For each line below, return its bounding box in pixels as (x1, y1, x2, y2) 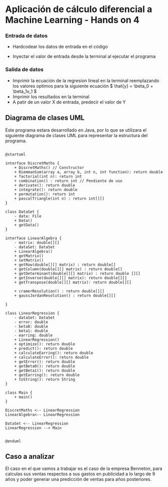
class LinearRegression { (5, 311, 59, 316)
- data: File (14, 213, 42, 219)
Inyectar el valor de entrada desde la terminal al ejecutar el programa (12, 53, 156, 59)
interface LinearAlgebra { (5, 235, 62, 240)
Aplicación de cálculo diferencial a (5, 4, 152, 15)
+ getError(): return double (14, 359, 75, 364)
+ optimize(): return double (14, 341, 75, 346)
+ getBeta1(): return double (14, 368, 75, 373)
